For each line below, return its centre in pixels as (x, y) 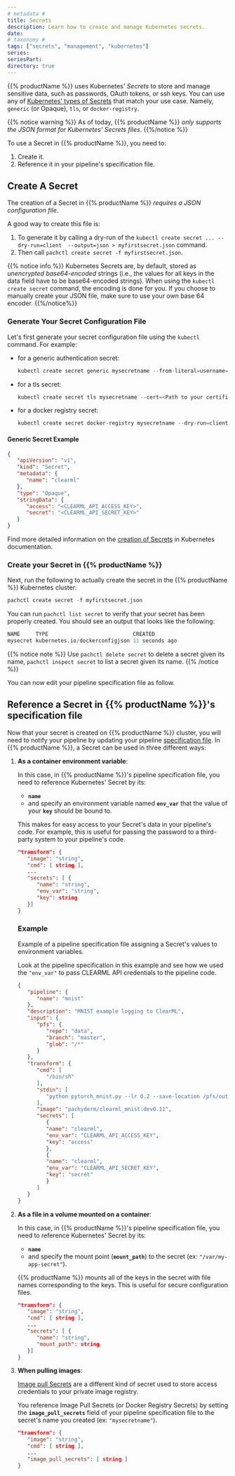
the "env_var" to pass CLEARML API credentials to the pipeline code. (117, 972)
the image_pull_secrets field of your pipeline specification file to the (116, 1413)
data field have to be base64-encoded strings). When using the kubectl (111, 281)
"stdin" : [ (52, 1090)
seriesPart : (25, 60)
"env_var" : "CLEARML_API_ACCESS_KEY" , (102, 1135)
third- (209, 832)
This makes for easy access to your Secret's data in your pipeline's (114, 824)
